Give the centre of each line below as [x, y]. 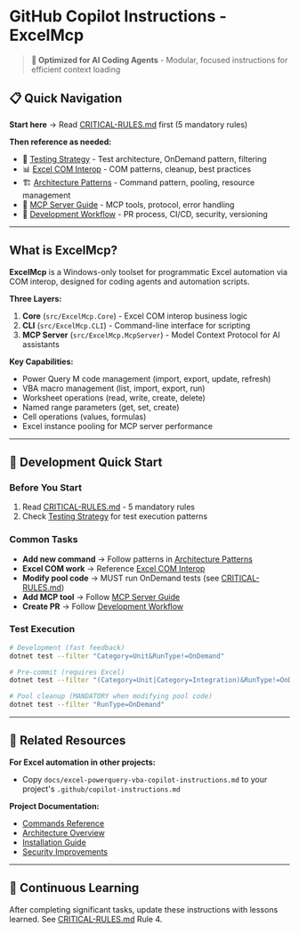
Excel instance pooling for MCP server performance [117, 426]
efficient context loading [76, 69]
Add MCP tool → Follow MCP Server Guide [101, 596]
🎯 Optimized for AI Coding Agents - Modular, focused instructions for [159, 60]
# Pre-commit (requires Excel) [67, 672]
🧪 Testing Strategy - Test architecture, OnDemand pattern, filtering [144, 158]
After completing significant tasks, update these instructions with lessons [144, 909]
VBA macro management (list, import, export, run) [113, 388]
